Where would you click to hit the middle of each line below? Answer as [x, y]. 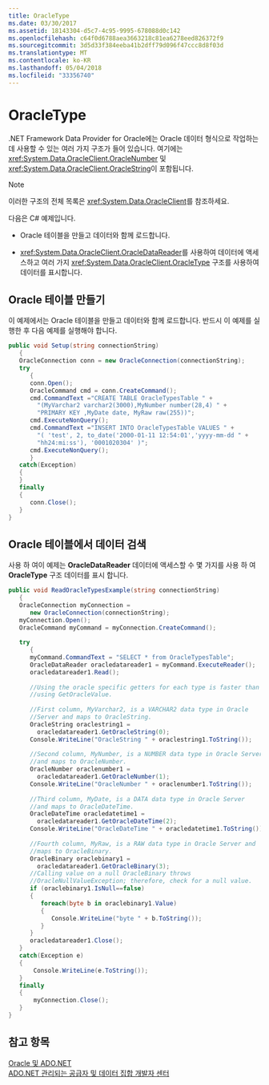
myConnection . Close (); [71, 1000]
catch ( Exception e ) [51, 956]
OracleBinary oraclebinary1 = [80, 859]
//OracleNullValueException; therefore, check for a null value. [141, 881]
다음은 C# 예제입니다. [42, 218]
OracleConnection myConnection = [74, 605]
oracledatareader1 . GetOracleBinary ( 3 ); [104, 866]
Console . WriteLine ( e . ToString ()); [91, 970]
